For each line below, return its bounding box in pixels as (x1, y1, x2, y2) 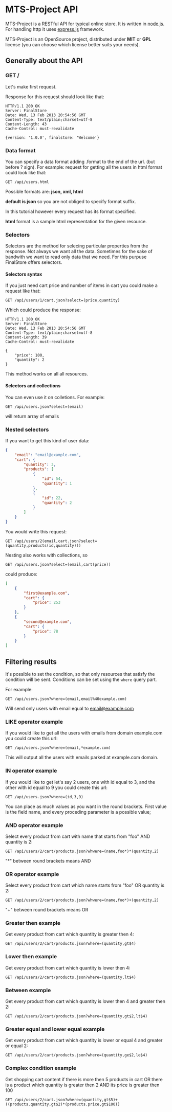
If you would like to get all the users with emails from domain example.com (5, 730, 163, 736)
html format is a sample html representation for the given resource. (5, 218, 147, 224)
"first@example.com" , (24, 590, 70, 596)
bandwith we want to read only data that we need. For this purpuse (5, 254, 147, 260)
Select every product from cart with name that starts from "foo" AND (5, 833, 150, 839)
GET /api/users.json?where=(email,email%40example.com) (5, 696, 127, 702)
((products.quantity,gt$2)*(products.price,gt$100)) (5, 1102, 120, 1107)
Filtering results (5, 657, 57, 666)
